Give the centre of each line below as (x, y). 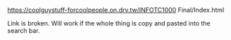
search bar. (24, 31)
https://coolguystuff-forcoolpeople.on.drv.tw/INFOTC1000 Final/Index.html (116, 10)
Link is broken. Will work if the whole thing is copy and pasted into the (109, 23)
